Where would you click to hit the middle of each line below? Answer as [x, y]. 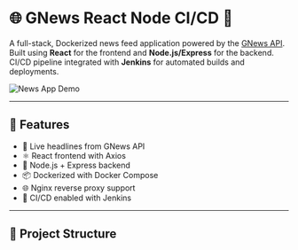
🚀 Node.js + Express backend [76, 165]
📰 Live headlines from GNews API [83, 146]
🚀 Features [39, 125]
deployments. [34, 71]
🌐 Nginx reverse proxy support [78, 187]
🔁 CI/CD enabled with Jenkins [76, 198]
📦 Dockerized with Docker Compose [90, 175]
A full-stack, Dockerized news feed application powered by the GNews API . [147, 43]
